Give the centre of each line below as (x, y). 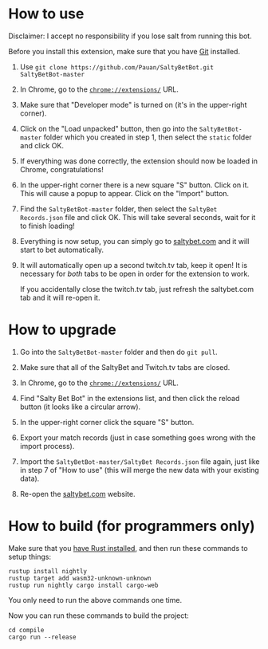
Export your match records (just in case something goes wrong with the (138, 437)
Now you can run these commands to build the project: (99, 616)
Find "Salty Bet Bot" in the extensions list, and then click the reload (130, 398)
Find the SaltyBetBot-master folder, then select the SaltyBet (118, 209)
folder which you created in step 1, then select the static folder (148, 137)
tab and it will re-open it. (60, 297)
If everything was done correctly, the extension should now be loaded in (138, 161)
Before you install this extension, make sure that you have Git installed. (124, 51)
